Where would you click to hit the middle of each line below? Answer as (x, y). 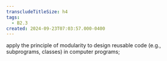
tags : (13, 17)
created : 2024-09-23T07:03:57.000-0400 (56, 28)
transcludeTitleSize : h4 (37, 12)
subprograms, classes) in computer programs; (63, 52)
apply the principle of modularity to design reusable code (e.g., (83, 45)
